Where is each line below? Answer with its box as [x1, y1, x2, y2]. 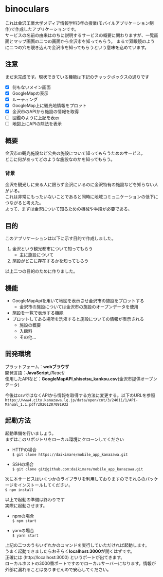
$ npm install [5, 487, 34, 492]
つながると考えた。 [5, 200, 44, 206]
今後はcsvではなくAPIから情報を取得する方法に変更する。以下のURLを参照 [5, 392, 155, 398]
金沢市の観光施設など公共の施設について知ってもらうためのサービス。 [5, 150, 145, 156]
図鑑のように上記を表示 [12, 115, 59, 121]
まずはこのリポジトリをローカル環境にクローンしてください [5, 436, 124, 442]
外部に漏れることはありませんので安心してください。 [5, 566, 111, 572]
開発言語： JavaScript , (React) [5, 370, 65, 376]
